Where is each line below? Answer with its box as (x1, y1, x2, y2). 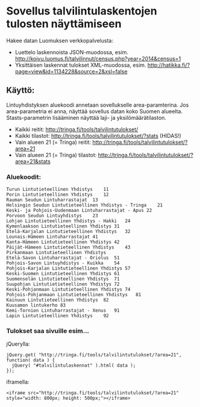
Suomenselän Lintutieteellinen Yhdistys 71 (6, 276, 120, 282)
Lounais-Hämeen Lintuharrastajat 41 (6, 234, 98, 240)
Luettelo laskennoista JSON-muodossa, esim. (14, 48, 128, 55)
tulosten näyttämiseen (6, 17, 122, 31)
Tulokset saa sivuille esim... (6, 326, 89, 335)
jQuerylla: (6, 340, 30, 347)
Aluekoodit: (6, 173, 41, 181)
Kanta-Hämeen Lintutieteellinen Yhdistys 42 (6, 239, 120, 245)
